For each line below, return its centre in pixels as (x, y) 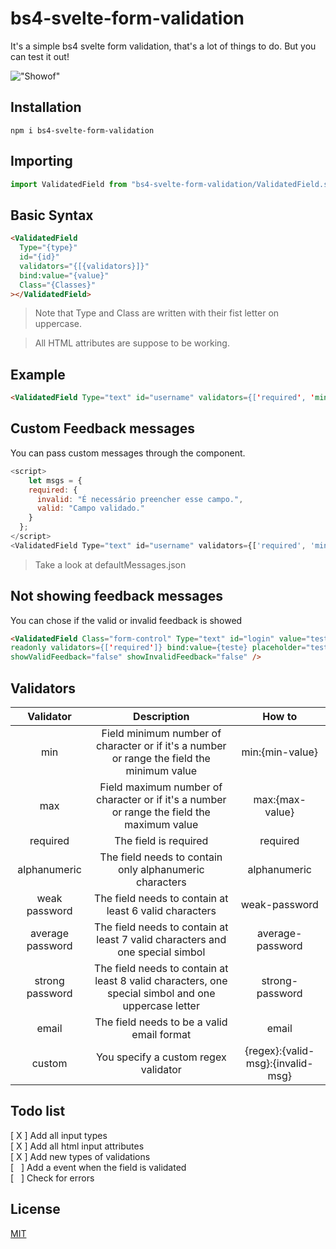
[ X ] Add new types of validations (80, 1156)
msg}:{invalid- (279, 1063)
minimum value (161, 770)
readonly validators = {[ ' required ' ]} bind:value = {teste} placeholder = (158, 648)
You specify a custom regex (161, 1057)
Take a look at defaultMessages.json (110, 564)
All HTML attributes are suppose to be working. (132, 343)
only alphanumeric (161, 869)
